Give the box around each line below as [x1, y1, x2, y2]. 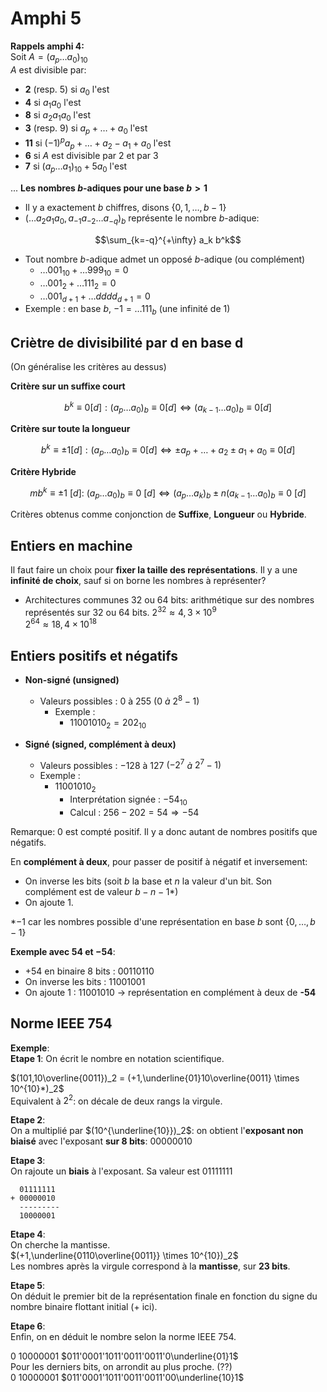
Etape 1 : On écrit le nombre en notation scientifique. [10, 1052, 225, 1064]
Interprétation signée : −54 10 [69, 793, 188, 807]
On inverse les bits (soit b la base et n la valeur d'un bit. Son [24, 875, 273, 887]
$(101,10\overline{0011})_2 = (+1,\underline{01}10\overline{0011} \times [10, 1072, 300, 1084]
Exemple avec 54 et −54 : [10, 945, 116, 957]
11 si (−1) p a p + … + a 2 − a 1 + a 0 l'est [24, 135, 172, 151]
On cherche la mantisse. [10, 1239, 111, 1251]
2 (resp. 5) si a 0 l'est [24, 83, 110, 97]
